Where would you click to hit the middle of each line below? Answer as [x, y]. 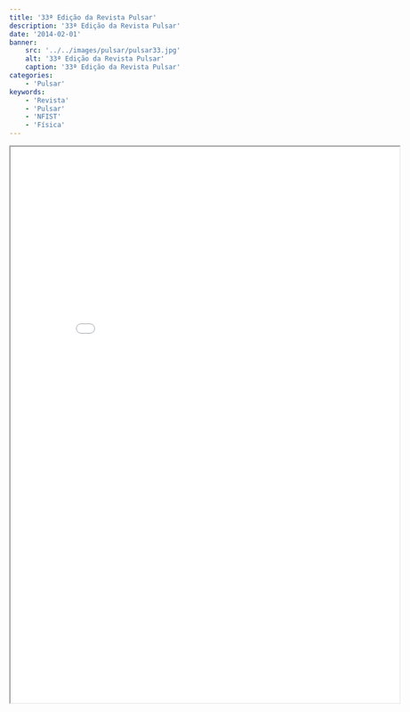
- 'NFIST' [44, 117]
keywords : [28, 92]
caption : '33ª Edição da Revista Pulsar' [103, 68]
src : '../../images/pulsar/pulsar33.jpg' [103, 51]
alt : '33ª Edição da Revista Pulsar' [95, 59]
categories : [31, 76]
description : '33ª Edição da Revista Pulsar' [95, 26]
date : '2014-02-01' [45, 34]
